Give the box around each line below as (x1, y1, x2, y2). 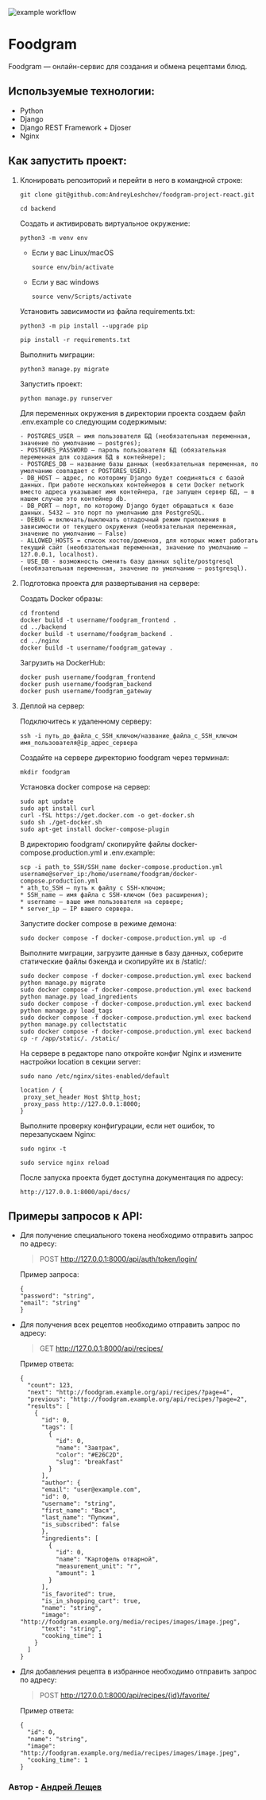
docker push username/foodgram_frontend (19, 673, 156, 681)
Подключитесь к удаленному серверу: (19, 716, 152, 726)
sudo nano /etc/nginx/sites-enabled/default (19, 1072, 170, 1080)
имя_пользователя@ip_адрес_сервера (19, 739, 138, 747)
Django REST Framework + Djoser (19, 122, 132, 132)
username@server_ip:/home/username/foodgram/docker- (19, 870, 199, 878)
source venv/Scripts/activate (31, 293, 133, 301)
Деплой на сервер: (19, 700, 85, 711)
